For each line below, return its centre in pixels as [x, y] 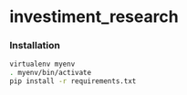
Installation [35, 46]
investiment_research [94, 17]
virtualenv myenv [42, 64]
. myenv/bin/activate [51, 73]
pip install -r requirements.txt [73, 81]
